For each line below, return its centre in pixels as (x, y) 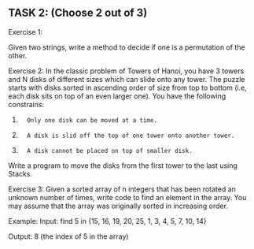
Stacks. (20, 173)
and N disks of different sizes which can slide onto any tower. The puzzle (127, 79)
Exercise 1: (26, 32)
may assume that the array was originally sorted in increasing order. (118, 206)
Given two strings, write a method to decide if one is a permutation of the (127, 47)
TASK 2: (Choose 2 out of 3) (78, 13)
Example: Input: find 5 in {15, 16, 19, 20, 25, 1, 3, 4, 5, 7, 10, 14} (107, 221)
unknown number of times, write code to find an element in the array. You (127, 197)
